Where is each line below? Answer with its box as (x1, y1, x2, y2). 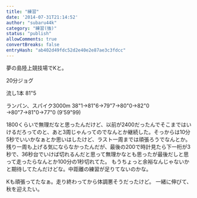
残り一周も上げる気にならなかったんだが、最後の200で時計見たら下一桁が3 (6, 143, 191, 150)
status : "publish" (6, 31, 52, 37)
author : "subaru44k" (6, 20, 58, 25)
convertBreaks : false (6, 42, 60, 48)
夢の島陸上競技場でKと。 (6, 64, 67, 71)
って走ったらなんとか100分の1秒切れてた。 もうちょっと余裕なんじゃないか (6, 158, 190, 165)
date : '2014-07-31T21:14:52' (6, 14, 78, 20)
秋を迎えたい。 (6, 185, 43, 193)
